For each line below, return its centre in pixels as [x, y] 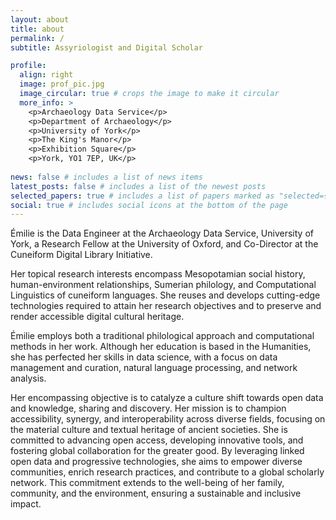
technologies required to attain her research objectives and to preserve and [166, 306]
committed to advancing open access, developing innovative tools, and [157, 440]
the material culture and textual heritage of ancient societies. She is [149, 430]
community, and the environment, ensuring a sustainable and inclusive [156, 493]
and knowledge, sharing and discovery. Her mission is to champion [148, 408]
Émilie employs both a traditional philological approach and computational [162, 336]
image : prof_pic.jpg [62, 84]
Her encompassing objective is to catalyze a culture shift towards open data [167, 398]
